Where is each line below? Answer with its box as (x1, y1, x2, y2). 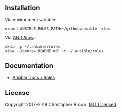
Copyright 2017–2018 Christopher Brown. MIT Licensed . (5, 102, 118, 108)
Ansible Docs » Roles (12, 75, 55, 80)
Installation (5, 4, 40, 12)
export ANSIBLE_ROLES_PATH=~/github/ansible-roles (5, 26, 110, 31)
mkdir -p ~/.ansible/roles (5, 44, 60, 49)
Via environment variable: (5, 17, 57, 22)
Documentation (5, 62, 54, 70)
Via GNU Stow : (5, 35, 35, 40)
